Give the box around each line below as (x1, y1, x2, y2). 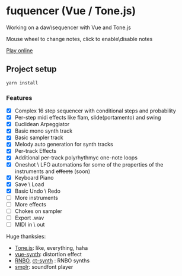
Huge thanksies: (6, 233, 46, 240)
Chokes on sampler (14, 207, 63, 215)
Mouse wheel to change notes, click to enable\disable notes (6, 35, 153, 42)
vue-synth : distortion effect (14, 251, 82, 258)
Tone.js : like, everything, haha (14, 244, 88, 252)
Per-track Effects (14, 148, 57, 155)
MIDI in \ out (14, 221, 45, 228)
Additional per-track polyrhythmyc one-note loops (14, 154, 138, 161)
